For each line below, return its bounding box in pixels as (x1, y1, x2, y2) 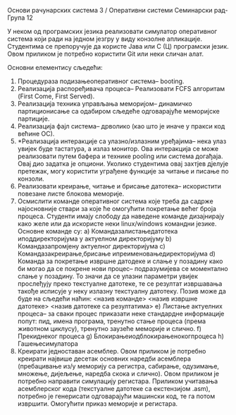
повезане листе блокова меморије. (17, 190, 125, 198)
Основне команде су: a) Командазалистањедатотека (17, 227, 178, 235)
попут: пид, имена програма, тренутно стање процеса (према (17, 317, 206, 325)
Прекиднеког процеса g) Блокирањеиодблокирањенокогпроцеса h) (17, 332, 224, 340)
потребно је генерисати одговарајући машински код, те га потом (17, 392, 216, 400)
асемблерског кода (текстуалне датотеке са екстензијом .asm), (17, 385, 211, 392)
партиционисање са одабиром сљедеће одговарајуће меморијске (17, 107, 220, 115)
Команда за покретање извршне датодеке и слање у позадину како (17, 257, 223, 265)
